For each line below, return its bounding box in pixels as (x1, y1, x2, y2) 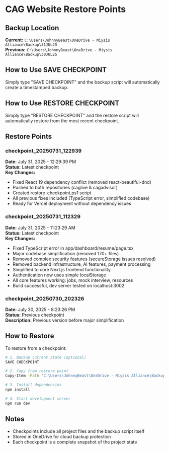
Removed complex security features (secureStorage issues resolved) (12, 256, 156, 262)
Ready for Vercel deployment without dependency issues (12, 200, 132, 207)
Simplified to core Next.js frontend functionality (12, 266, 111, 272)
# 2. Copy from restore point (5, 368, 69, 373)
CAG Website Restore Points (5, 4, 126, 15)
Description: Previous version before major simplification (5, 317, 124, 323)
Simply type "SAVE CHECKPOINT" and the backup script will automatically (5, 79, 160, 85)
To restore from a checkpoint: (5, 345, 67, 351)
